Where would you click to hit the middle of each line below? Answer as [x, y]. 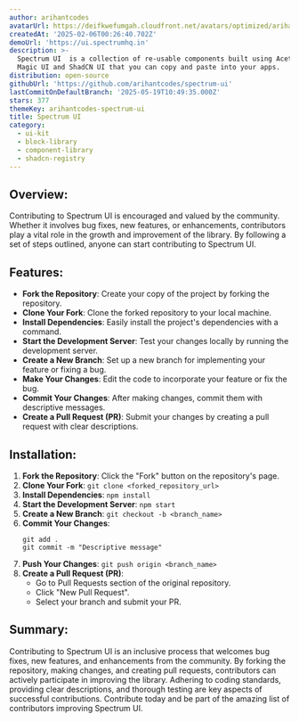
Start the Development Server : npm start [99, 504]
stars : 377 [29, 100]
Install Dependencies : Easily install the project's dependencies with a [150, 323]
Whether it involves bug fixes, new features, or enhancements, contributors [148, 226]
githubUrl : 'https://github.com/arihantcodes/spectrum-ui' [121, 84]
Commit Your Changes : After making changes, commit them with [142, 398]
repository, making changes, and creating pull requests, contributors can [143, 670]
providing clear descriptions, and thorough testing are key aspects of [136, 689]
